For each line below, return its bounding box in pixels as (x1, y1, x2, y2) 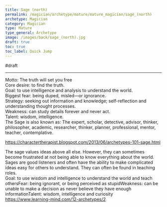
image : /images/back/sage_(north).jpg (5, 35, 85, 40)
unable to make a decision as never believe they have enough (5, 186, 132, 192)
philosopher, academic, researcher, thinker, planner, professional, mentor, (5, 124, 156, 130)
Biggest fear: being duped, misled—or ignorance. (5, 92, 106, 98)
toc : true (5, 44, 26, 49)
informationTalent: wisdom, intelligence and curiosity (5, 191, 113, 197)
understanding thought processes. (5, 103, 76, 109)
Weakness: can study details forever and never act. (5, 108, 110, 114)
